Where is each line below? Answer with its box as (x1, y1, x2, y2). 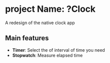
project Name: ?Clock (5, 3, 96, 15)
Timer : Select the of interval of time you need (12, 47, 105, 53)
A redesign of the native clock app (5, 20, 75, 26)
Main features (5, 34, 49, 42)
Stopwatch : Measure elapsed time (12, 52, 83, 58)
